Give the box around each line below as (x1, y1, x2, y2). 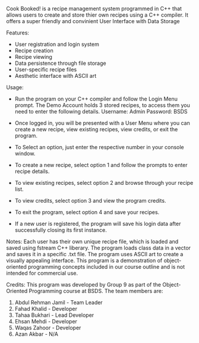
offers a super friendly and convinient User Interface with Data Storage (6, 18, 180, 24)
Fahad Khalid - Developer (14, 306, 77, 312)
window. (14, 150, 36, 157)
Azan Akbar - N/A (14, 331, 58, 338)
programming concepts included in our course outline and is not (27, 263, 185, 270)
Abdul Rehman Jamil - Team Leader (14, 299, 103, 306)
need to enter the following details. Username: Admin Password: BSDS (14, 108, 188, 115)
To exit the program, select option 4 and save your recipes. (14, 209, 160, 216)
